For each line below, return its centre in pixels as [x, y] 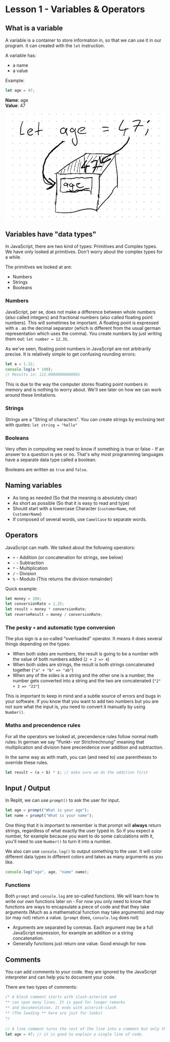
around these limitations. [31, 395]
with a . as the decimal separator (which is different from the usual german [83, 328]
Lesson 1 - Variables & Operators [75, 9]
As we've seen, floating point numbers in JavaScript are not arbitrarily [78, 349]
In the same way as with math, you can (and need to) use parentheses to [81, 757]
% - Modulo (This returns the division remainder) [62, 579]
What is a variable [34, 28]
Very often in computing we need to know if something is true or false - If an [85, 449]
